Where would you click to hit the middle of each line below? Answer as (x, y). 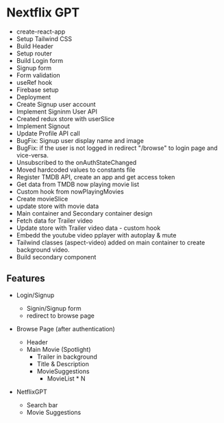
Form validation (38, 75)
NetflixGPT (32, 392)
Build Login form (39, 60)
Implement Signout (43, 126)
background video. (43, 249)
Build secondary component (56, 257)
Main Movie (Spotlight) (59, 349)
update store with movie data (58, 206)
